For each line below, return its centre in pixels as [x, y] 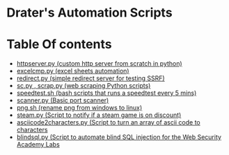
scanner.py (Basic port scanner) [63, 100]
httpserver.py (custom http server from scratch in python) [99, 64]
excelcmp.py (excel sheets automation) [73, 71]
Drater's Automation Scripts [89, 13]
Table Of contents [59, 45]
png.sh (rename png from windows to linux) [79, 108]
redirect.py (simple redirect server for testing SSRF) [90, 78]
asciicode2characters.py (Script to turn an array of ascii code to [109, 122]
